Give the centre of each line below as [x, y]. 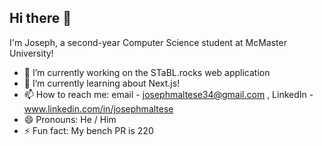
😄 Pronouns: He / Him [70, 119]
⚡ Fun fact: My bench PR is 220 [88, 130]
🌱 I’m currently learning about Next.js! [102, 83]
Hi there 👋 [40, 18]
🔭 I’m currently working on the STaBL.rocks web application [147, 72]
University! [31, 53]
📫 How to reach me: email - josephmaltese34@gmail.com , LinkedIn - [168, 94]
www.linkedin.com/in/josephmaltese [98, 108]
